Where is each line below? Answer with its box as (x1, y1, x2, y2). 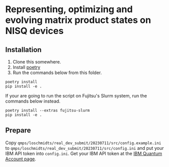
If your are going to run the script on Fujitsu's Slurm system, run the (5, 93, 147, 98)
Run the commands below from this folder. (12, 70, 102, 76)
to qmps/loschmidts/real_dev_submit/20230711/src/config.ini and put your (5, 145, 164, 151)
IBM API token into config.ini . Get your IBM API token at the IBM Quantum (5, 150, 162, 156)
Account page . (5, 156, 37, 162)
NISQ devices (5, 25, 64, 37)
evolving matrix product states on (5, 14, 151, 26)
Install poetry (12, 64, 41, 70)
